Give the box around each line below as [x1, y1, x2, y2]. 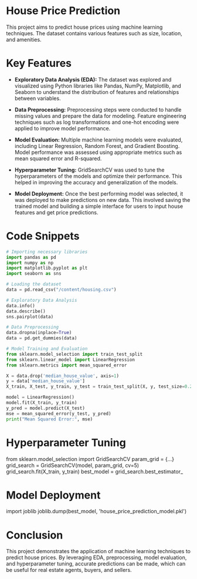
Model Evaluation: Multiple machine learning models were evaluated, [14, 136, 183, 143]
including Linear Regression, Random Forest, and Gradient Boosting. [14, 142, 180, 149]
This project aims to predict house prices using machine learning [6, 23, 163, 31]
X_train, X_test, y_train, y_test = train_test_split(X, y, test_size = [6, 383, 185, 390]
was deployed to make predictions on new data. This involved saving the [14, 196, 191, 203]
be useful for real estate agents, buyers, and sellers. [6, 567, 132, 574]
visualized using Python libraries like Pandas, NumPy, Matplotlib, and [14, 82, 182, 89]
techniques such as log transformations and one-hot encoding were [14, 119, 179, 126]
